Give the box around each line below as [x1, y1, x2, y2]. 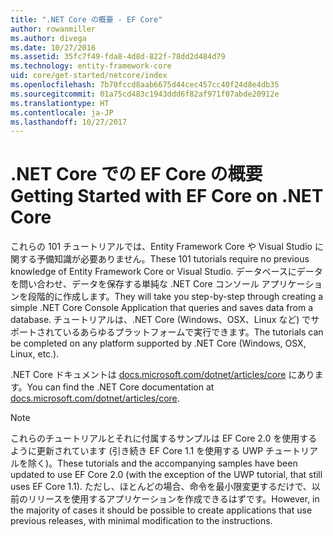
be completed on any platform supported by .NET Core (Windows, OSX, [10, 337, 307, 350]
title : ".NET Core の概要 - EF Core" [10, 14, 163, 25]
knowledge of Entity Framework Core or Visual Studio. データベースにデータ [10, 266, 323, 278]
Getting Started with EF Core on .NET [10, 185, 324, 208]
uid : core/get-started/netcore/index [10, 71, 168, 81]
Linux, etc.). [10, 348, 60, 360]
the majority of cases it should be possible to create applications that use [10, 504, 313, 516]
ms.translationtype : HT [10, 98, 110, 108]
